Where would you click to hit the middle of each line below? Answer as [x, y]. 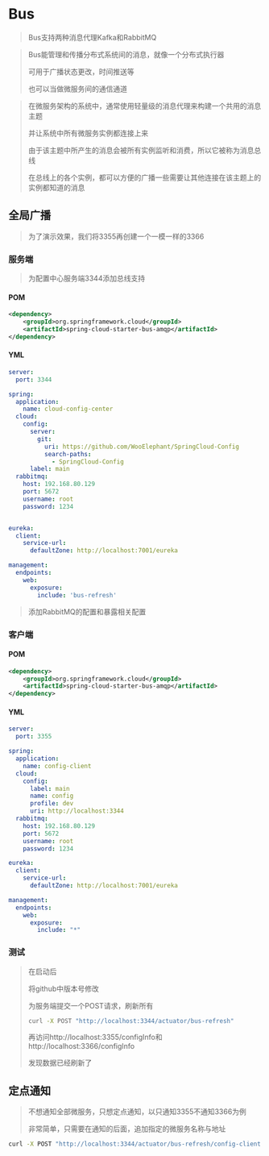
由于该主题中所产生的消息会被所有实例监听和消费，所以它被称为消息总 [145, 150]
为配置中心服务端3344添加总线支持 [87, 278]
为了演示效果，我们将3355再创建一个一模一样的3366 [116, 236]
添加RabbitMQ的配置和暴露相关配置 [87, 611]
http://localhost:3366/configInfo [81, 1046]
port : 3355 [34, 737]
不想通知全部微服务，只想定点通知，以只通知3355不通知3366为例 [137, 1112]
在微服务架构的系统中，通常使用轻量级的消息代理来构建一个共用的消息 [145, 106]
